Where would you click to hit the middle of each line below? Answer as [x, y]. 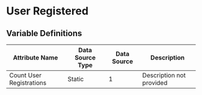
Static [76, 79]
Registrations [28, 83]
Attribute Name [35, 57]
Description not [164, 75]
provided [155, 83]
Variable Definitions [44, 33]
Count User [26, 75]
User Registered [47, 11]
